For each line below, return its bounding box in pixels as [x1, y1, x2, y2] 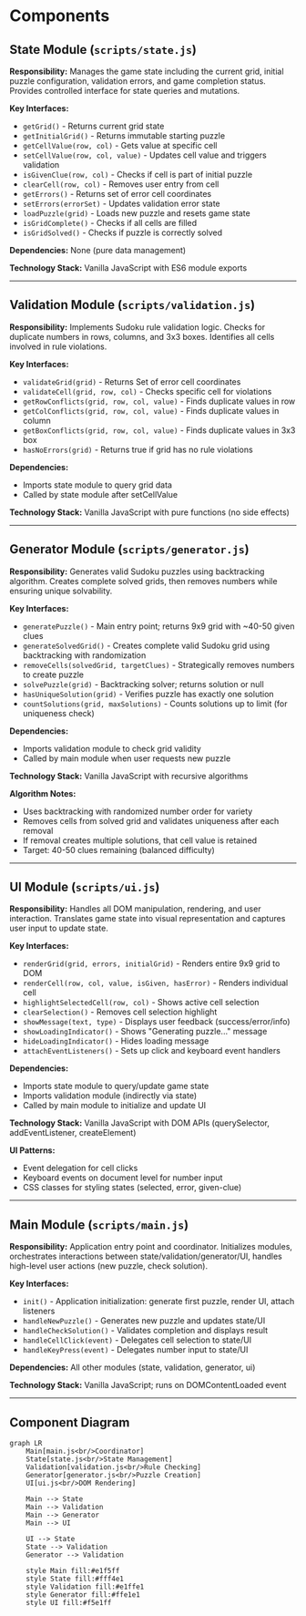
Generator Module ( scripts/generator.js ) [9, 541, 250, 557]
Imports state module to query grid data [22, 479, 173, 490]
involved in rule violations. [9, 341, 107, 352]
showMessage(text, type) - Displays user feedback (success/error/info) [22, 1016, 291, 1027]
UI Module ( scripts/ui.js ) [9, 880, 160, 895]
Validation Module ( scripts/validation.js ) [9, 297, 256, 313]
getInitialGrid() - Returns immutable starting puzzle [22, 130, 226, 141]
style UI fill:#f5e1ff [25, 1599, 112, 1608]
